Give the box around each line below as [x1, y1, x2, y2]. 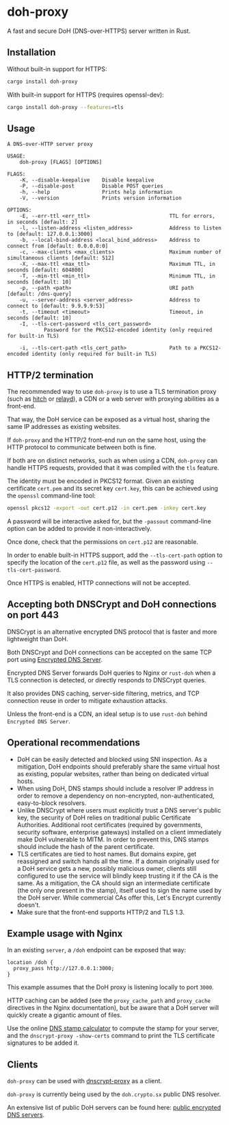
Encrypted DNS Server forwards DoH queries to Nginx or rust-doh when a [7, 669, 216, 677]
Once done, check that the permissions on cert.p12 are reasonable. [7, 538, 198, 545]
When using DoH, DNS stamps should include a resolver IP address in [16, 784, 214, 792]
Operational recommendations [7, 737, 140, 749]
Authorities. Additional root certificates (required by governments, [16, 820, 203, 829]
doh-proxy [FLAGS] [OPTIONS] [19, 159, 103, 166]
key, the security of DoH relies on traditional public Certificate [16, 813, 191, 821]
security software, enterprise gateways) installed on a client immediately [16, 828, 222, 836]
